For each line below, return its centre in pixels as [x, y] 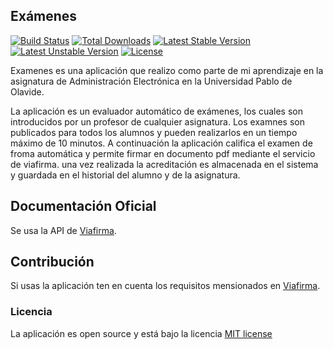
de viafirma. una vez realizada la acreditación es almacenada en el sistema [164, 164]
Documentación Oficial [83, 206]
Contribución [52, 262]
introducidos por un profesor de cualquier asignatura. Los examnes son [158, 121]
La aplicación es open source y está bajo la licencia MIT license [141, 333]
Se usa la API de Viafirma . [63, 230]
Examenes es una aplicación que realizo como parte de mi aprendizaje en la [167, 70]
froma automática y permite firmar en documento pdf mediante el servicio [163, 153]
